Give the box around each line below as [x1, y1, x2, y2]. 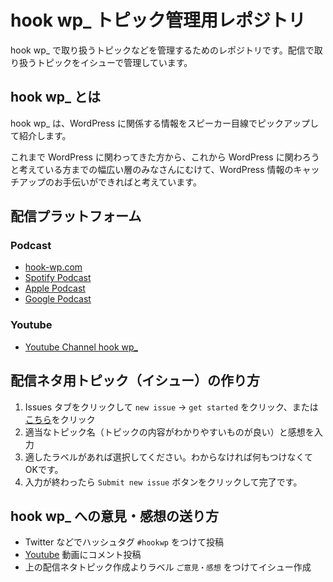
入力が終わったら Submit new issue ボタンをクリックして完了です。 [24, 476, 303, 488]
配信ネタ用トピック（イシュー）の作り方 [10, 372, 260, 390]
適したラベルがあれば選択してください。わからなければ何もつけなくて [24, 451, 313, 463]
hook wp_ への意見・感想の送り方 [10, 507, 220, 525]
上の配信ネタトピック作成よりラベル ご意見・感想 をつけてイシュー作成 [24, 561, 312, 573]
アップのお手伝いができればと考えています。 [18, 176, 202, 188]
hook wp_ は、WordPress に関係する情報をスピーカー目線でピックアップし [10, 117, 319, 129]
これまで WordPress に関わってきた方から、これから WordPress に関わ [10, 151, 303, 163]
